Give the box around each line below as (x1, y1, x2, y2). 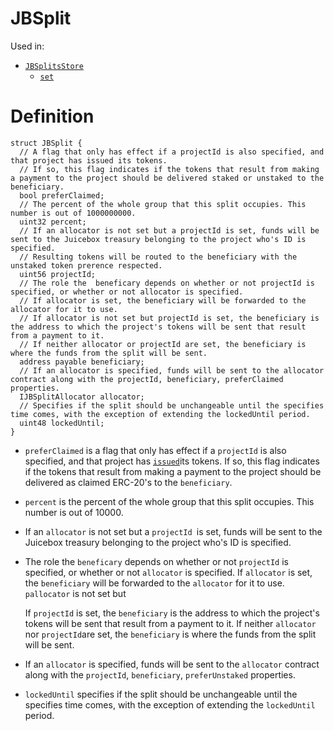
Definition (10, 105, 95, 128)
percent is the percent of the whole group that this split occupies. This (24, 495, 315, 507)
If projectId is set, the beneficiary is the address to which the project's (24, 607, 320, 619)
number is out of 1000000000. (10, 208, 137, 218)
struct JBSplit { (10, 138, 83, 148)
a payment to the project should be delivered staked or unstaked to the (10, 173, 325, 183)
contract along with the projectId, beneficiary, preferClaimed (10, 374, 284, 384)
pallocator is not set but (24, 587, 127, 599)
